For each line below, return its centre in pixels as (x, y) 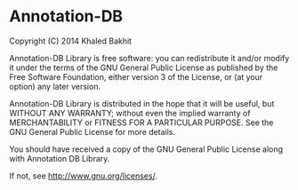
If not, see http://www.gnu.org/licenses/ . (84, 176)
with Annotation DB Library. (60, 158)
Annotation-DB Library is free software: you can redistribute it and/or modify (149, 58)
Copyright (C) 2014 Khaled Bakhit (70, 41)
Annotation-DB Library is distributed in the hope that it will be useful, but (142, 103)
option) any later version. (55, 86)
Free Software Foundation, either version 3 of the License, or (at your (136, 76)
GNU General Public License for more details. (93, 131)
